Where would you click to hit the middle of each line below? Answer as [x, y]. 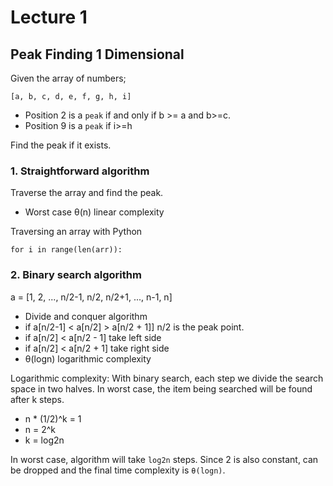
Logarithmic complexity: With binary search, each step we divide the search [167, 378]
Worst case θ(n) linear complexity [94, 212]
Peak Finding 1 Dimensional [97, 54]
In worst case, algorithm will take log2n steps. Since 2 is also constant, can [164, 459]
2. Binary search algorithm [76, 275]
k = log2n [44, 440]
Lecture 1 [49, 17]
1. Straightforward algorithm [80, 171]
